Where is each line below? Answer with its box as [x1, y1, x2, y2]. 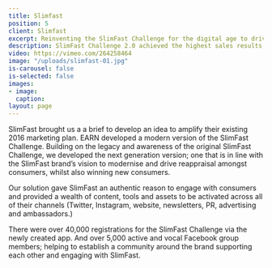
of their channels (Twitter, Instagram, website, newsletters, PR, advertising [8, 200, 257, 211]
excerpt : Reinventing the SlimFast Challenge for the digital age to [8, 34, 249, 43]
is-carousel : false [8, 65, 74, 73]
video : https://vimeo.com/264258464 [8, 49, 132, 57]
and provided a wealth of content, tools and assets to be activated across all [8, 192, 263, 202]
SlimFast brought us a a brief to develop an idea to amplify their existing [8, 125, 249, 134]
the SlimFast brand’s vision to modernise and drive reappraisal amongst [8, 159, 248, 168]
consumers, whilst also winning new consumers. [8, 168, 171, 177]
